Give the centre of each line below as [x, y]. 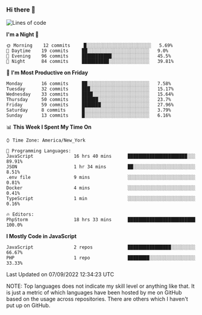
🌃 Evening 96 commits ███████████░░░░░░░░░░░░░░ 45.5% [89, 56]
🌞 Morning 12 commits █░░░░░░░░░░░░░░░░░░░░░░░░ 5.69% [90, 46]
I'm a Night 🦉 [23, 34]
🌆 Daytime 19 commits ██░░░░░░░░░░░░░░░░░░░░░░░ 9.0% [87, 51]
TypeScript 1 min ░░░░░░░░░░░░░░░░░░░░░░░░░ [101, 199]
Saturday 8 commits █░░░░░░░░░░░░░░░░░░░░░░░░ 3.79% [89, 110]
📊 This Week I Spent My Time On [49, 127]
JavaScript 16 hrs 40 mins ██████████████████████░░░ [101, 157]
